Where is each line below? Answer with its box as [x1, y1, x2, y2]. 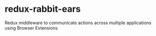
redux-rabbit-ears [4, 3, 81, 15]
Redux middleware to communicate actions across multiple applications [4, 20, 152, 26]
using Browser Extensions [4, 25, 58, 31]
